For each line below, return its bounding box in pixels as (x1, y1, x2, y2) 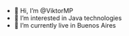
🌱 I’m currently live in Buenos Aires (13, 21, 116, 29)
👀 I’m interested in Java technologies (13, 14, 122, 22)
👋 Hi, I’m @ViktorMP (13, 7, 74, 15)
